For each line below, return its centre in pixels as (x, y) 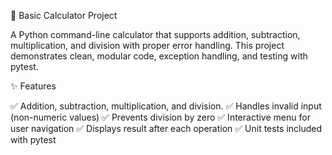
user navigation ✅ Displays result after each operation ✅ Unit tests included (166, 128)
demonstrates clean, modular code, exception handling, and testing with (159, 56)
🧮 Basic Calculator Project (64, 15)
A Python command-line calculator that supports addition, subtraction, (155, 34)
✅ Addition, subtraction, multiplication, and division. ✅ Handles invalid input (166, 106)
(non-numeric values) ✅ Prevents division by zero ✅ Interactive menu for (160, 117)
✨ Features (33, 86)
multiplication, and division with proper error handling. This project (147, 45)
